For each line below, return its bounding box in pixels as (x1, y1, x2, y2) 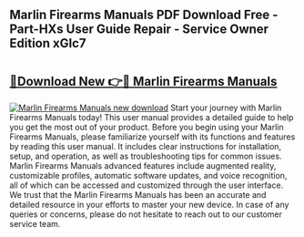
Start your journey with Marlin (169, 102, 282, 113)
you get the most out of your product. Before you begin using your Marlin (9, 122, 284, 132)
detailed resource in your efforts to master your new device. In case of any (9, 200, 289, 210)
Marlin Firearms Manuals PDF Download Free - (9, 7, 279, 23)
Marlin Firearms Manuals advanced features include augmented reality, (9, 160, 277, 171)
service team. (9, 219, 61, 229)
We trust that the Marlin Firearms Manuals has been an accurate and (9, 190, 267, 200)
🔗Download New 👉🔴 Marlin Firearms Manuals (9, 73, 278, 89)
